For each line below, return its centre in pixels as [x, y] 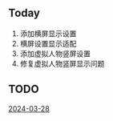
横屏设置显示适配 [48, 43]
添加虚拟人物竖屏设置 [55, 53]
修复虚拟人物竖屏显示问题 [62, 63]
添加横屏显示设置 [48, 33]
